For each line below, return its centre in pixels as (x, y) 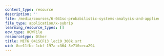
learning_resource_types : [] (35, 28)
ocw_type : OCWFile (24, 32)
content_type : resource (29, 9)
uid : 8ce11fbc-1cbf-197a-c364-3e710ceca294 (50, 46)
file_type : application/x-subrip (39, 23)
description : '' (21, 14)
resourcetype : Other (26, 37)
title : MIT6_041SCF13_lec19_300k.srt (43, 41)
